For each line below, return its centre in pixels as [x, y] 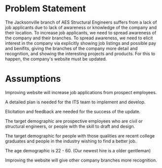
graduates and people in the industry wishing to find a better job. [71, 141]
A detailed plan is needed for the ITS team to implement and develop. [75, 102]
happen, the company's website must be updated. [56, 59]
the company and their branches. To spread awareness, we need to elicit [79, 38]
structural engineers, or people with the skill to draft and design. [70, 126]
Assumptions [33, 79]
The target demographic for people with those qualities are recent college [80, 135]
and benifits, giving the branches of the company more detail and [71, 48]
